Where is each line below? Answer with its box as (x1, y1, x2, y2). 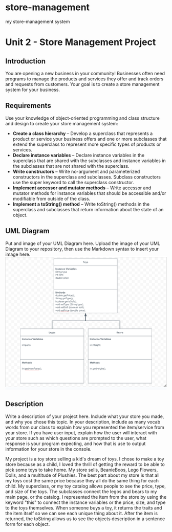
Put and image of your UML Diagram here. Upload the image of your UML (5, 240, 160, 247)
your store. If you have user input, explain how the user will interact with (5, 429, 157, 436)
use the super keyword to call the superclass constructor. (12, 179, 134, 185)
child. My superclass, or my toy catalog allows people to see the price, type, (5, 483, 166, 489)
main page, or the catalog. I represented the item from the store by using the (5, 494, 167, 500)
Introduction (5, 57, 46, 65)
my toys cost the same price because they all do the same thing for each (5, 477, 159, 483)
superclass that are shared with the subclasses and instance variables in (12, 158, 166, 164)
